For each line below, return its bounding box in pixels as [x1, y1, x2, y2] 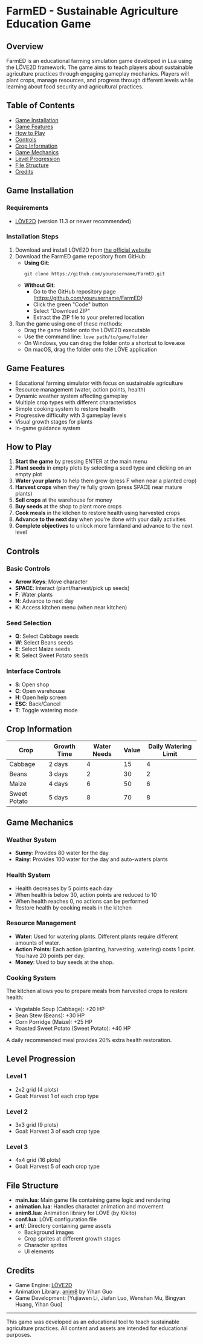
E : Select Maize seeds [14, 646, 71, 653]
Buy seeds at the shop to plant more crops [14, 503, 122, 510]
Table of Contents [6, 100, 76, 111]
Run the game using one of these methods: [14, 320, 123, 327]
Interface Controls [6, 667, 62, 675]
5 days [48, 793, 68, 801]
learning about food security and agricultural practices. [6, 83, 144, 90]
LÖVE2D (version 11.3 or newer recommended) [14, 217, 132, 225]
